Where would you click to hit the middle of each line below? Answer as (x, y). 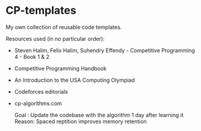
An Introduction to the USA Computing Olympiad (75, 80)
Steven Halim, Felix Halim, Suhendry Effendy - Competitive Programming (104, 50)
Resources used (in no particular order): (55, 38)
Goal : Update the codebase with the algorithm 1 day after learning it (99, 115)
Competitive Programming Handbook (60, 68)
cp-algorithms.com (38, 103)
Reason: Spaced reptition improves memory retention (80, 121)
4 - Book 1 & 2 (32, 56)
